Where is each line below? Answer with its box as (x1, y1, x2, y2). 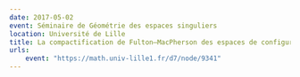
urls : (9, 46, 29, 55)
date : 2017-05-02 (9, 12, 74, 22)
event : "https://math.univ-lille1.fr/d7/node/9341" (25, 54, 221, 63)
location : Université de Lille (9, 29, 126, 38)
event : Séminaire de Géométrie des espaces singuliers (9, 21, 218, 30)
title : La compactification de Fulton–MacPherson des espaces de (9, 37, 257, 47)
